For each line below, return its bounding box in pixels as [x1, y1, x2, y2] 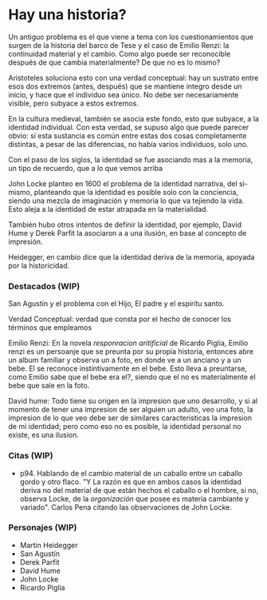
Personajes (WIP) [8, 522, 77, 533]
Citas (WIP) [8, 450, 53, 461]
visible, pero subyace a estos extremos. [8, 98, 139, 108]
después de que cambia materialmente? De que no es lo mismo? [8, 58, 221, 67]
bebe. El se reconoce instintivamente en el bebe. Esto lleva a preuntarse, [8, 364, 247, 373]
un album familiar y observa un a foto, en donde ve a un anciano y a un [8, 356, 241, 365]
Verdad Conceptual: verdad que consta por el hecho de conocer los [8, 314, 231, 324]
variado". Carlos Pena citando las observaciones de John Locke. [19, 502, 233, 512]
